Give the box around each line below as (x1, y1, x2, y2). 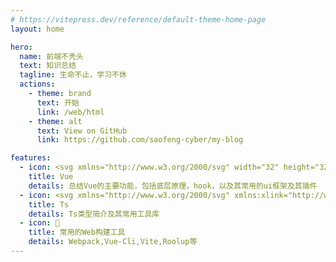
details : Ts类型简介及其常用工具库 (28, 209, 160, 219)
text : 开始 (36, 97, 80, 108)
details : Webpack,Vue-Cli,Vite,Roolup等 (28, 237, 198, 247)
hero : (10, 42, 33, 52)
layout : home (10, 24, 65, 34)
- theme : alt (28, 116, 83, 126)
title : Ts (28, 199, 70, 210)
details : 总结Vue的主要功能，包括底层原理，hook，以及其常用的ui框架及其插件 (28, 181, 318, 191)
